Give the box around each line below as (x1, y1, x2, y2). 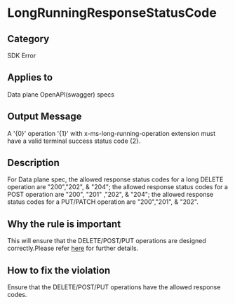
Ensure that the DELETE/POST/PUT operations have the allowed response (7, 283, 221, 291)
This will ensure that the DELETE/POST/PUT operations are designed (7, 237, 206, 245)
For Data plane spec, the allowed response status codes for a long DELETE (7, 175, 224, 184)
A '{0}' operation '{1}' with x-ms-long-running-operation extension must (7, 129, 216, 137)
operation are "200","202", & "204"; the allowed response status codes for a (7, 183, 228, 191)
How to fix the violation (7, 264, 111, 276)
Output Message (7, 111, 82, 123)
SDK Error (7, 51, 36, 60)
